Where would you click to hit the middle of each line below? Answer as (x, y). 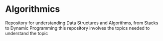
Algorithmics (33, 9)
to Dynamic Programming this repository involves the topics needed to (78, 28)
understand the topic (27, 33)
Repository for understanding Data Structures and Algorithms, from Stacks (82, 23)
